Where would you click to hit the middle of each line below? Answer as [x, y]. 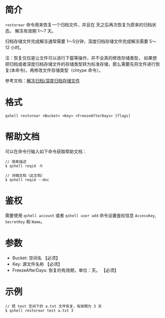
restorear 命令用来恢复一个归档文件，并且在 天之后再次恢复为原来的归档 [79, 25]
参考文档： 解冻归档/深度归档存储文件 [42, 80]
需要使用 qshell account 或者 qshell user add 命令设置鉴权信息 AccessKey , [81, 215]
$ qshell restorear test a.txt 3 [39, 311]
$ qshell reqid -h [24, 166]
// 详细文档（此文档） [25, 175]
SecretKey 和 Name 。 [25, 222]
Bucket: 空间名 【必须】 [36, 258]
